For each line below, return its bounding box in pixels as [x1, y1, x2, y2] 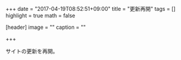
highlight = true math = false [5, 12, 76, 19]
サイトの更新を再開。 [5, 47, 58, 55]
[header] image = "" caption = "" [5, 23, 86, 31]
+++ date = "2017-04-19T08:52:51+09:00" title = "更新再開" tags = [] [5, 5, 176, 12]
